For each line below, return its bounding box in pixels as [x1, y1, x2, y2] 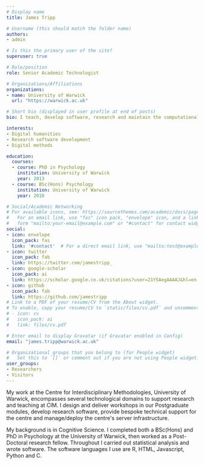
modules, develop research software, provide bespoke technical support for [6, 407, 197, 415]
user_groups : [6, 361, 39, 367]
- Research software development [6, 136, 91, 142]
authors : [6, 31, 29, 37]
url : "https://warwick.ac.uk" [12, 98, 88, 104]
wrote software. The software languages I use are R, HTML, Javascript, [6, 445, 185, 452]
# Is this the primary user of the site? [6, 48, 113, 54]
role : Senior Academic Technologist [6, 70, 99, 76]
